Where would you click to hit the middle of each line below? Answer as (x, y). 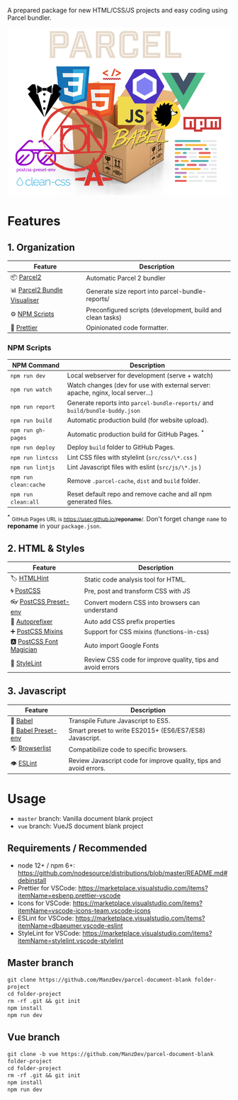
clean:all (25, 502)
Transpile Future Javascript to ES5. (119, 720)
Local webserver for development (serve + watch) (140, 375)
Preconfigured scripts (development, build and (154, 310)
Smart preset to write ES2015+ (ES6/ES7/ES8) (137, 730)
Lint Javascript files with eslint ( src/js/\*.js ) (134, 467)
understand (101, 610)
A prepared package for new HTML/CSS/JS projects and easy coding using (118, 10)
